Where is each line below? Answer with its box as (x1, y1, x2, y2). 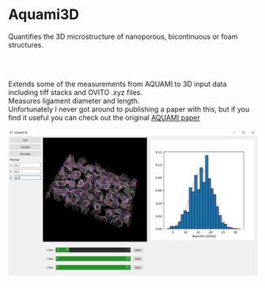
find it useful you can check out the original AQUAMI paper (8, 112, 200, 122)
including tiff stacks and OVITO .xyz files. (8, 87, 143, 97)
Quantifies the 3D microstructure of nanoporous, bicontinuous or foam (8, 32, 238, 41)
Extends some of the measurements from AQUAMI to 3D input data (8, 79, 227, 89)
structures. (8, 40, 44, 49)
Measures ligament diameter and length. (8, 96, 140, 105)
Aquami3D (8, 6, 80, 24)
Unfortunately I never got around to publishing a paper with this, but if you (8, 104, 250, 114)
